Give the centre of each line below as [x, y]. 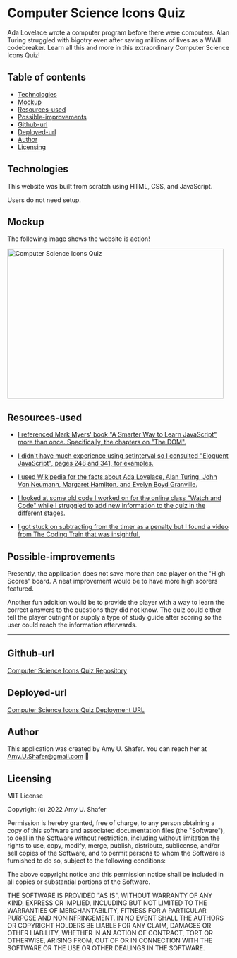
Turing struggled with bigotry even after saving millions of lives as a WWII [114, 40]
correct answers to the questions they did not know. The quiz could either [115, 610]
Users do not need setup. [44, 200]
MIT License [25, 796]
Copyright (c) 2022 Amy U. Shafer [57, 810]
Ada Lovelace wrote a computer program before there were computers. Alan [119, 32]
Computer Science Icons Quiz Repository [67, 670]
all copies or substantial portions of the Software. [79, 882]
